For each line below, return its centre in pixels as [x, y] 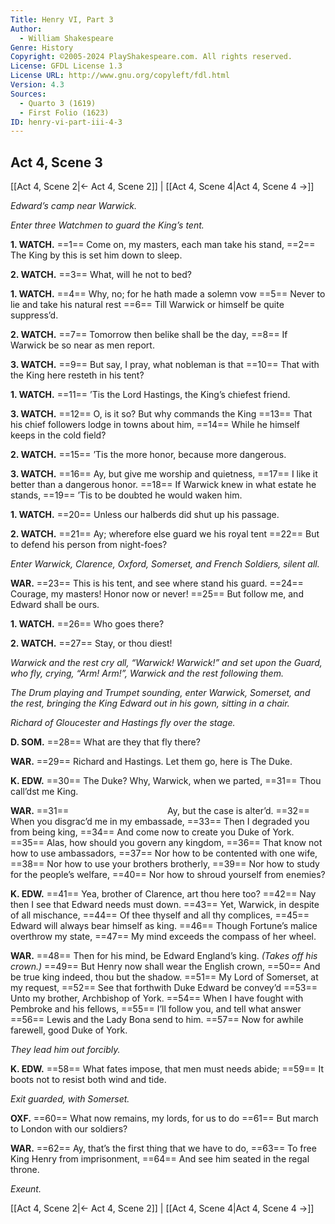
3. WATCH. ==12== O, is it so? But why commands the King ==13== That [161, 414]
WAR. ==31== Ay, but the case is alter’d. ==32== [160, 811]
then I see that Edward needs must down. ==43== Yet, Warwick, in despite [165, 905]
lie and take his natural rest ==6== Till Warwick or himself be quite [147, 305]
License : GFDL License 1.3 [66, 66]
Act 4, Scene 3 [56, 162]
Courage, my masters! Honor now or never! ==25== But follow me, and [157, 594]
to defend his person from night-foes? [89, 545]
